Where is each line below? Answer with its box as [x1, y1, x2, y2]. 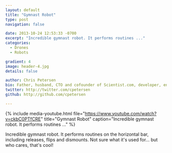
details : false [5, 68, 38, 74]
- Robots [10, 49, 29, 55]
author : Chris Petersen [5, 78, 56, 83]
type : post [5, 17, 29, 22]
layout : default [5, 7, 40, 13]
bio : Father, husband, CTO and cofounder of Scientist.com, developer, [5, 83, 161, 88]
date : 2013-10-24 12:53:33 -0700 [5, 31, 77, 36]
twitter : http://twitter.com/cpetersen [5, 87, 91, 92]
